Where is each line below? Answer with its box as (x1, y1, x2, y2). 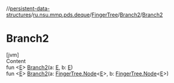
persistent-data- (10, 5, 50, 12)
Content (6, 57, 26, 64)
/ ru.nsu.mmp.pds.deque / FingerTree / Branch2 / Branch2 (30, 11, 163, 18)
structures (6, 11, 31, 18)
